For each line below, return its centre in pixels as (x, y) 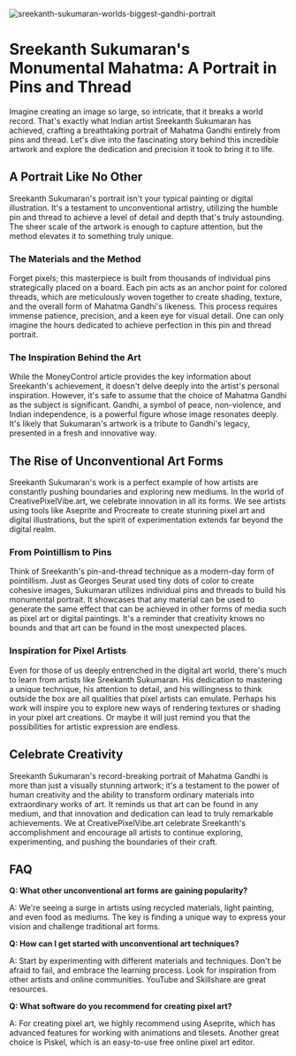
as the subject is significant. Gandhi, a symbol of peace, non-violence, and (145, 405)
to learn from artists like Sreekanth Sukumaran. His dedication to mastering (146, 679)
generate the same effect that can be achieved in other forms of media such (148, 609)
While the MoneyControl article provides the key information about (130, 377)
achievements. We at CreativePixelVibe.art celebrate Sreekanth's (127, 822)
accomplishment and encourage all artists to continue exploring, (126, 832)
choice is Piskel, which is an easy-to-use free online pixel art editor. (132, 1042)
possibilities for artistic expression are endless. (95, 727)
